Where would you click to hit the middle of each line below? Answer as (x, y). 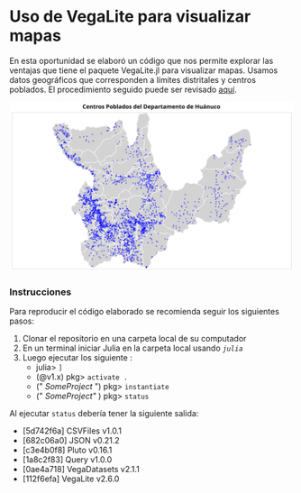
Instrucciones (41, 292)
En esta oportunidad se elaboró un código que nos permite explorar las (141, 60)
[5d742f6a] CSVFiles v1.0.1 (72, 431)
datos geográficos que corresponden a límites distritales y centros (133, 79)
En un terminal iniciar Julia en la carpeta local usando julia (132, 348)
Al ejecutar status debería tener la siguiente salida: (104, 414)
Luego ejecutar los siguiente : (77, 358)
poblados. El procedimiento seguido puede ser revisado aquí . (123, 89)
